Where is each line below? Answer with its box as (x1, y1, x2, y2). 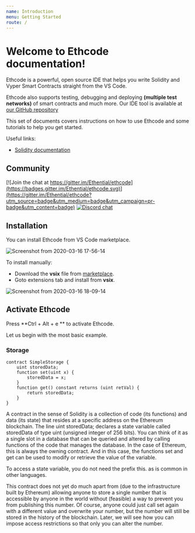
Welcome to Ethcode (6, 44, 109, 58)
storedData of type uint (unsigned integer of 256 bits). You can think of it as (6, 429, 188, 436)
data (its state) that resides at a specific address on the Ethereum (6, 417, 163, 424)
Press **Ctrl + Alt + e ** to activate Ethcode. (6, 320, 115, 327)
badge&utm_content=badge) (6, 204, 75, 211)
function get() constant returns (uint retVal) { (16, 385, 140, 391)
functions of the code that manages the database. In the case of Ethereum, (6, 442, 187, 449)
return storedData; (27, 390, 75, 396)
